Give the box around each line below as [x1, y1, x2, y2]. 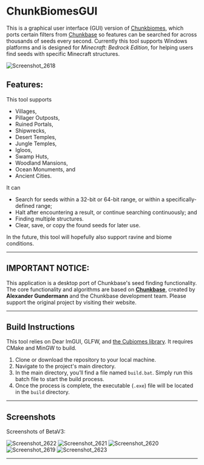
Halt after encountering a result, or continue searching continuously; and [15, 208, 197, 216]
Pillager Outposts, [15, 114, 60, 121]
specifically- [166, 196, 197, 203]
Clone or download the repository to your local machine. [15, 356, 157, 363]
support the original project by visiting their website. [6, 298, 137, 306]
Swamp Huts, [15, 153, 49, 160]
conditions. [6, 239, 35, 247]
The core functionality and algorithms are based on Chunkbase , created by [6, 286, 195, 293]
